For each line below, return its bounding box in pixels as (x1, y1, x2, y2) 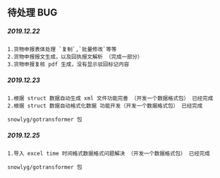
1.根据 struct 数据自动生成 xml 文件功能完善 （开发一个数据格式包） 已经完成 (7, 95, 214, 102)
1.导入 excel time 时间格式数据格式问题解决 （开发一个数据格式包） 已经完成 (7, 150, 210, 158)
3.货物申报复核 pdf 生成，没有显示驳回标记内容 (7, 61, 130, 69)
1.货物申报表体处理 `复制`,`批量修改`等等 (7, 46, 117, 53)
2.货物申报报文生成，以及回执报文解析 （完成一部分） (7, 54, 143, 61)
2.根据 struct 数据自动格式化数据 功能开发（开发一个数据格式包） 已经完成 (7, 102, 203, 109)
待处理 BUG (7, 6, 58, 19)
